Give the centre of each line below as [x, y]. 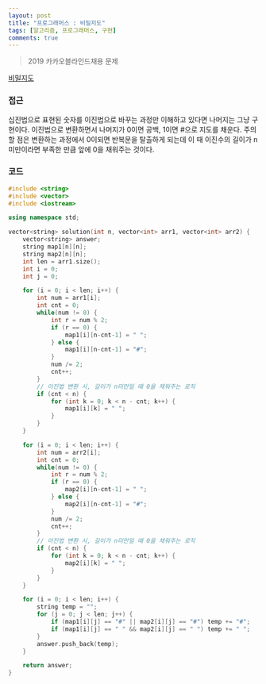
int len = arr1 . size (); [62, 261]
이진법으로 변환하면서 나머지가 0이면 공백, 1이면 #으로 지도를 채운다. [137, 129]
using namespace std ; [44, 218]
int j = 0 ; [40, 276]
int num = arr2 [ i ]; [69, 452]
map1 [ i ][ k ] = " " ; [95, 409]
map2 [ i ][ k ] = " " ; [95, 563]
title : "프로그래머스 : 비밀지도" [57, 23]
